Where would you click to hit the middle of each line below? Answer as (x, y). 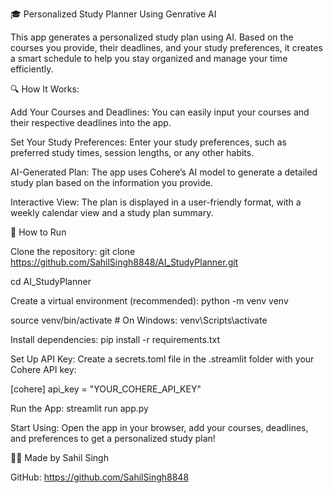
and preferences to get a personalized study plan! (113, 438)
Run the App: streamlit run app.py (79, 408)
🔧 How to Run (38, 232)
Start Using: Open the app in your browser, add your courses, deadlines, (159, 427)
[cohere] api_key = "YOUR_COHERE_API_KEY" (106, 389)
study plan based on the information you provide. (111, 182)
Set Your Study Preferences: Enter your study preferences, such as (148, 142)
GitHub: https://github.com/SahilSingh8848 (100, 477)
